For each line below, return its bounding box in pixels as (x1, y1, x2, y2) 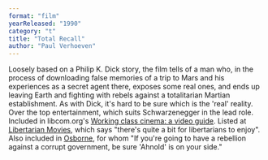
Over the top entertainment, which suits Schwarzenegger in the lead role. (8, 107, 254, 118)
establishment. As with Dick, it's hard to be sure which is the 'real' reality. (8, 99, 253, 109)
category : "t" (8, 27, 57, 35)
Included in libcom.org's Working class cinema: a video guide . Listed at (8, 116, 247, 126)
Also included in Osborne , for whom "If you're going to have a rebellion (8, 133, 246, 143)
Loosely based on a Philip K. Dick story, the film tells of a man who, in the (8, 64, 254, 74)
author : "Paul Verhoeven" (8, 42, 96, 50)
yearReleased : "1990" (8, 19, 82, 28)
